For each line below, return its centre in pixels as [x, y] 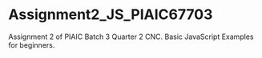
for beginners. [32, 44]
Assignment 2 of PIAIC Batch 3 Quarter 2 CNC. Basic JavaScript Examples [131, 37]
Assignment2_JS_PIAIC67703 [111, 15]
